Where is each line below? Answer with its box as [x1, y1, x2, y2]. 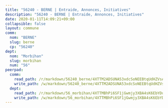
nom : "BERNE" [9, 35, 37, 40]
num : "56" [9, 63, 30, 68]
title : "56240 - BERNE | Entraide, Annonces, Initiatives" [5, 7, 131, 12]
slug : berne [9, 40, 35, 45]
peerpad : [5, 68, 23, 73]
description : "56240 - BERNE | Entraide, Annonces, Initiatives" [5, 12, 144, 17]
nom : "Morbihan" [9, 53, 43, 59]
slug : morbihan [9, 58, 41, 63]
